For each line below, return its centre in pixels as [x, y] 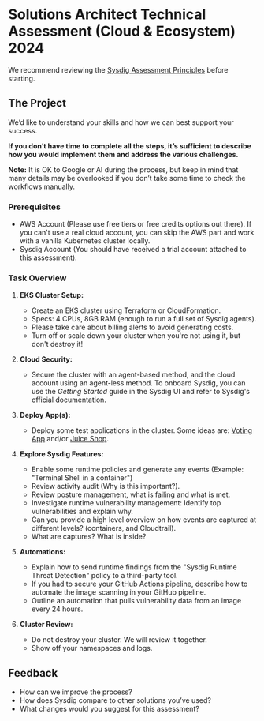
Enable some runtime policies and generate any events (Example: [138, 469]
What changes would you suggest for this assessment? [109, 709]
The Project [37, 103]
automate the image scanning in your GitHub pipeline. [119, 592]
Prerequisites [34, 207]
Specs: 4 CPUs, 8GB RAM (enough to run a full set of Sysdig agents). [144, 319]
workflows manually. [41, 186]
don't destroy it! [57, 344]
